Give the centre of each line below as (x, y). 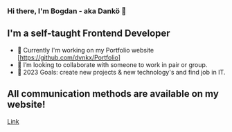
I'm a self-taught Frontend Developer (89, 34)
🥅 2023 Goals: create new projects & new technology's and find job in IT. (121, 72)
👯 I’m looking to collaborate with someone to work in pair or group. (112, 64)
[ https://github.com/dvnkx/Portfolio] (69, 57)
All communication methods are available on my (113, 94)
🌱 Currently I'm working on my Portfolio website (86, 50)
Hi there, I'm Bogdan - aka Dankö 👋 (67, 11)
